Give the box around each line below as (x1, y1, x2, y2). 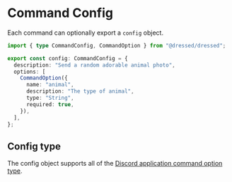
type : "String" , (25, 94, 74, 102)
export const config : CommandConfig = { (7, 55, 129, 62)
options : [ (13, 68, 46, 75)
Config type (7, 140, 62, 152)
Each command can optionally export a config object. (7, 28, 164, 37)
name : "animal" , (25, 81, 74, 89)
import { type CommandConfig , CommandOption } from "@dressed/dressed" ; (7, 42, 226, 49)
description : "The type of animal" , (25, 88, 134, 95)
